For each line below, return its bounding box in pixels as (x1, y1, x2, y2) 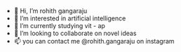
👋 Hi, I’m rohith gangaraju (13, 7, 88, 15)
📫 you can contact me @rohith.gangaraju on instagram (13, 37, 175, 45)
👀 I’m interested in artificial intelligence (13, 14, 126, 22)
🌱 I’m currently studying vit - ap (13, 22, 105, 30)
